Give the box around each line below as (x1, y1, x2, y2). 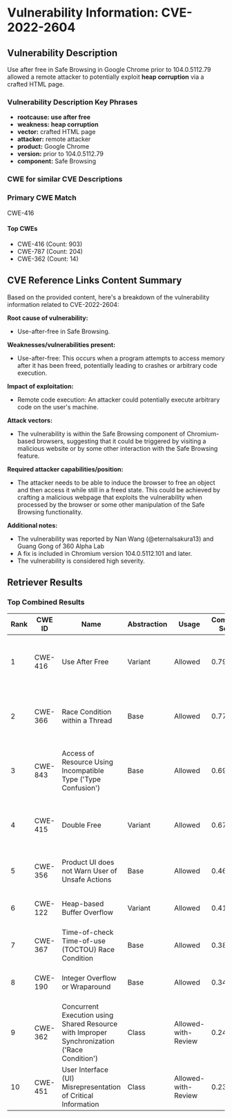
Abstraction (127, 619, 168, 629)
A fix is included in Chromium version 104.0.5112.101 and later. (17, 549, 193, 557)
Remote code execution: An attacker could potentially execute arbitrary (17, 395, 220, 404)
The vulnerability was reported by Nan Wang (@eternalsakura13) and (17, 534, 214, 543)
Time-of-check (61, 928, 114, 938)
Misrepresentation (61, 1082, 121, 1092)
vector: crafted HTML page (17, 128, 96, 136)
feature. (17, 451, 40, 460)
